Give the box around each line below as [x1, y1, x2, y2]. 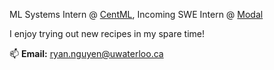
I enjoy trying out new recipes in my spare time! [9, 28, 205, 39]
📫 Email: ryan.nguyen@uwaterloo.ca [9, 48, 164, 59]
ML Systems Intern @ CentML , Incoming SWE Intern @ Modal [9, 9, 264, 20]
